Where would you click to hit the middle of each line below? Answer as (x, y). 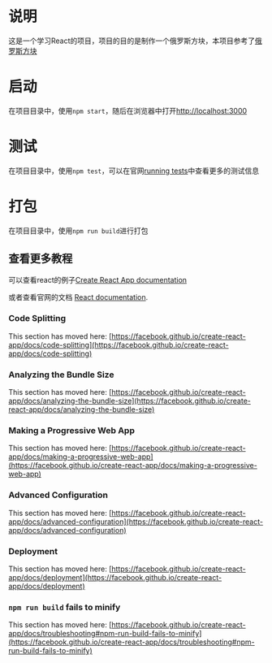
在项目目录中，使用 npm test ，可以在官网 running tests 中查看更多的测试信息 (134, 171)
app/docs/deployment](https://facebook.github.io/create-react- (115, 578)
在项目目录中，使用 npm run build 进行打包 (78, 230)
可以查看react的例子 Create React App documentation (98, 279)
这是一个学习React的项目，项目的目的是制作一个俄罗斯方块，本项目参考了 (132, 41)
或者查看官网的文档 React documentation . (78, 297)
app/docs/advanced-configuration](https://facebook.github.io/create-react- (136, 522)
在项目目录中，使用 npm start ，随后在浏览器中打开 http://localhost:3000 (128, 110)
